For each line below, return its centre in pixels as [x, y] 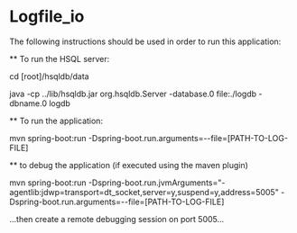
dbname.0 [28, 103]
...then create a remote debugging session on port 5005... [117, 219]
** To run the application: [56, 121]
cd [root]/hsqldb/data [49, 76]
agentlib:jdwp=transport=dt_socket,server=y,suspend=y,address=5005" [144, 192]
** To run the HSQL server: [60, 58]
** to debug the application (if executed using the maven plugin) [129, 165]
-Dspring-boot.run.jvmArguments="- [157, 183]
